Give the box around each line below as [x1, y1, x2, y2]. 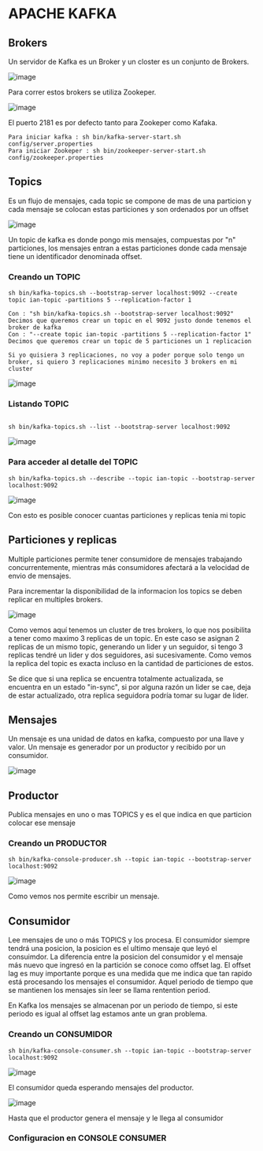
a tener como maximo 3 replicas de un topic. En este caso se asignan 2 [8, 633, 240, 642]
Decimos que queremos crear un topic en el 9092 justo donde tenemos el [8, 316, 252, 325]
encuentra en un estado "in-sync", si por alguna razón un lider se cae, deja [8, 682, 252, 691]
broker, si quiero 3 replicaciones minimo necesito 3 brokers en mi [8, 358, 238, 366]
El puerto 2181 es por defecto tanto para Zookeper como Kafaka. [8, 118, 218, 127]
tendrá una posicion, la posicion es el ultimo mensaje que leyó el [8, 944, 218, 953]
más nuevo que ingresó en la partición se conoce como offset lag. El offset [8, 960, 251, 970]
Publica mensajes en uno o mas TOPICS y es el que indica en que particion [8, 810, 252, 820]
